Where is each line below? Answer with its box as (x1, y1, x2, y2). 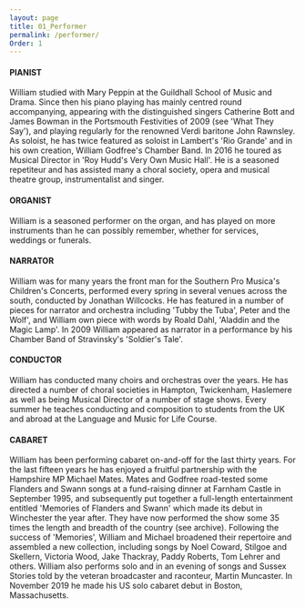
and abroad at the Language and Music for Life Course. (9, 413, 218, 424)
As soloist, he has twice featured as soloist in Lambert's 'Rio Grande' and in (9, 136, 293, 147)
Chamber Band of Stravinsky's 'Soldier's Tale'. (9, 333, 184, 344)
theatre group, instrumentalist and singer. (9, 174, 165, 185)
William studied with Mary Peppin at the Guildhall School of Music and (9, 87, 273, 98)
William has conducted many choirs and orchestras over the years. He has (9, 375, 289, 386)
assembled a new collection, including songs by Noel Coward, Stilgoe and (9, 542, 288, 552)
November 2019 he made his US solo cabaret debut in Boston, (9, 580, 243, 592)
